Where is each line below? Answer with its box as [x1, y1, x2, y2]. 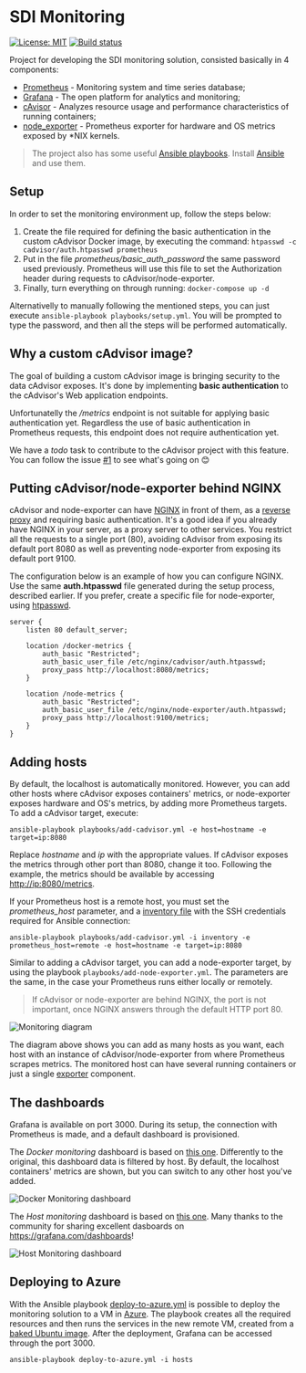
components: [9, 64, 59, 75]
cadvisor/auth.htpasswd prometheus [22, 245, 158, 255]
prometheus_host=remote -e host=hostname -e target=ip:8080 [9, 941, 243, 950]
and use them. [31, 157, 87, 168]
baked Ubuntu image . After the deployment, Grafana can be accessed [9, 1327, 273, 1338]
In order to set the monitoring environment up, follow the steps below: [9, 208, 271, 219]
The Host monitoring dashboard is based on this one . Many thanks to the [9, 1211, 284, 1221]
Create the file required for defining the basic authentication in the [22, 225, 271, 236]
